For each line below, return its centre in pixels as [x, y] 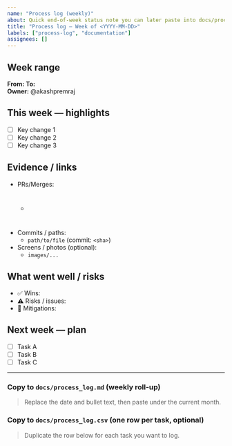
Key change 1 [36, 129]
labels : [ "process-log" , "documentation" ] [69, 33]
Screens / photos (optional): [57, 248]
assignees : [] [28, 39]
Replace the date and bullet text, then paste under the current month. [123, 402]
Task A [27, 346]
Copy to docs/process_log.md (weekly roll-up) [84, 387]
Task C [27, 362]
